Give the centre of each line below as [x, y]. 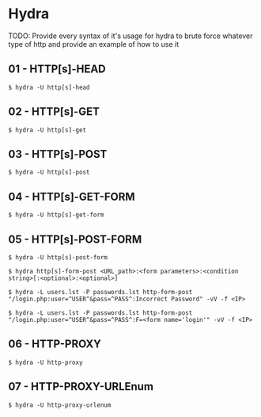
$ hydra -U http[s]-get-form [56, 215]
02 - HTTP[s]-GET [54, 112]
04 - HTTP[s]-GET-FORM [72, 196]
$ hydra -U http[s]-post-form [58, 258]
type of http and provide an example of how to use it [94, 44]
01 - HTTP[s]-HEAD [57, 69]
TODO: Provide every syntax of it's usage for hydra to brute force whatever [130, 36]
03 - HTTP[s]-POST [58, 154]
